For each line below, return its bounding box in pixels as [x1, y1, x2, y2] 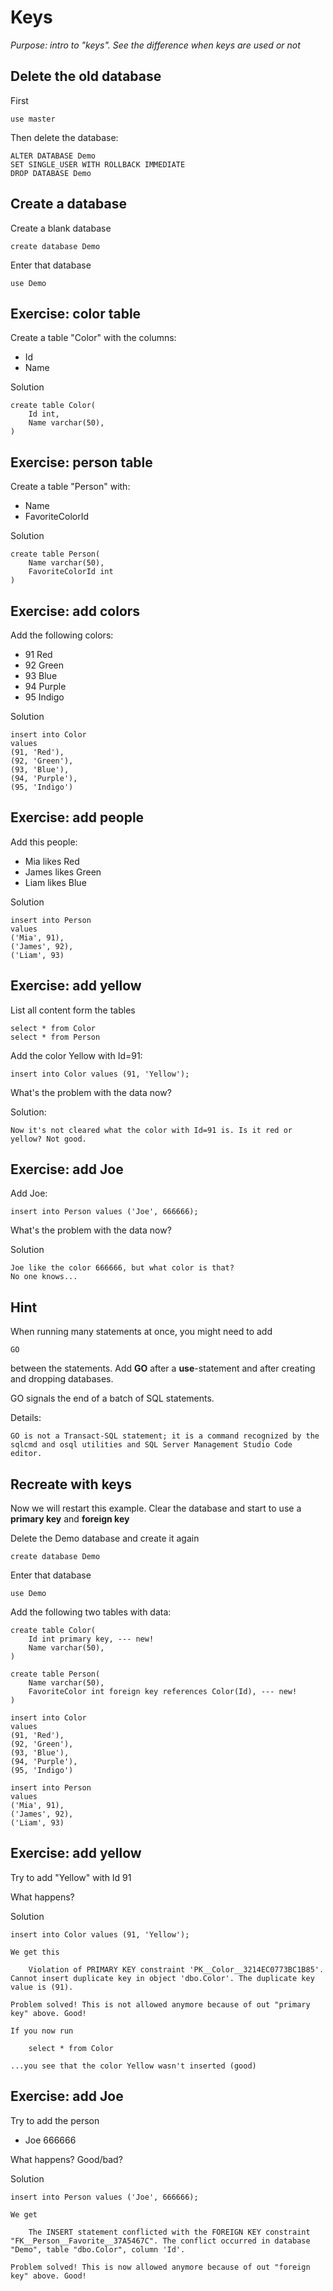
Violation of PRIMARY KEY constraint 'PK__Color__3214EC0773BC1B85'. [28, 1964, 325, 1975]
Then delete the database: [10, 131, 119, 143]
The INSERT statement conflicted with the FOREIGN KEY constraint [28, 2227, 311, 2237]
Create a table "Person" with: [10, 481, 131, 493]
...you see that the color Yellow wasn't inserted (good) [10, 2061, 257, 2071]
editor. [10, 1449, 43, 1459]
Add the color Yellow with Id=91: [10, 1049, 143, 1061]
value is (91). [10, 1982, 74, 1992]
